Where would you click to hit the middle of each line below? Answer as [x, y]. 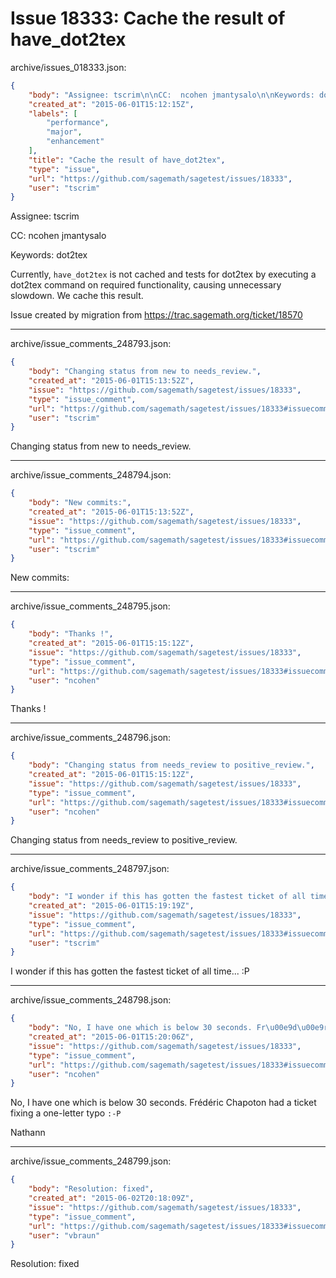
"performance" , [78, 123]
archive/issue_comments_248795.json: [90, 606]
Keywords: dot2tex [49, 255]
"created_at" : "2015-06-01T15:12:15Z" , [111, 104]
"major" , [64, 132]
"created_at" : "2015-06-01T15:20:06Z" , [111, 1037]
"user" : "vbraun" [64, 1235]
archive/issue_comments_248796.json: [91, 738]
